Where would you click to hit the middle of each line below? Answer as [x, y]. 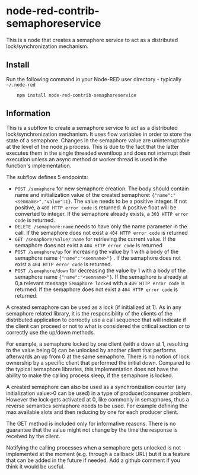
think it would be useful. [36, 466]
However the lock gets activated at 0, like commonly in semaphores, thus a [98, 399]
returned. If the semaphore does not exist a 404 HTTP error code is [96, 289]
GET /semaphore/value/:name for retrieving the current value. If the [95, 239]
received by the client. [33, 436]
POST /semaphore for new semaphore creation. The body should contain [102, 189]
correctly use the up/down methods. [51, 332]
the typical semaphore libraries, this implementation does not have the [92, 369]
